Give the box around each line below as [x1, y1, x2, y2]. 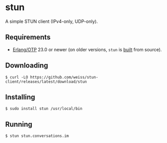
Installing [5, 93, 35, 101]
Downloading [5, 61, 48, 70]
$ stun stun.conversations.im [5, 133, 69, 138]
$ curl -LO [5, 75, 28, 80]
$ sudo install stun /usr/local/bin [5, 106, 82, 112]
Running [5, 120, 33, 128]
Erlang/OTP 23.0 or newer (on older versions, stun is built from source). [12, 46, 162, 52]
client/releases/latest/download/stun [5, 79, 87, 84]
